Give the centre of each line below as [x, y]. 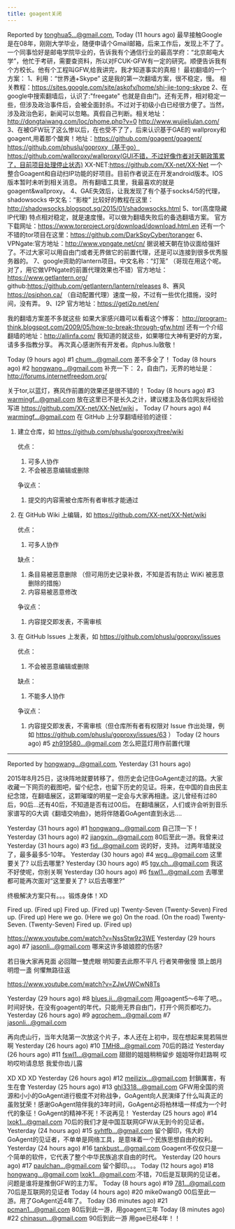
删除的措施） [46, 583]
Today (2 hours [198, 734]
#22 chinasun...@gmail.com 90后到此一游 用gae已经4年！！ [94, 1218]
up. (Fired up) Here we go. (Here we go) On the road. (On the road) [104, 917]
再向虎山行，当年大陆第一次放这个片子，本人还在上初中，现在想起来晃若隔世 [117, 1036]
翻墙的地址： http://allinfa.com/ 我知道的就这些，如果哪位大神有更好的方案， [116, 335]
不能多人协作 [46, 696]
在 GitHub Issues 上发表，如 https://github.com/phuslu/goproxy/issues [119, 636]
